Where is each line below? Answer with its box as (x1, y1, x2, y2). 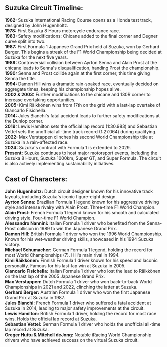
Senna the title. (5, 75, 36, 81)
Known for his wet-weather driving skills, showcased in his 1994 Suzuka (5, 236, 154, 242)
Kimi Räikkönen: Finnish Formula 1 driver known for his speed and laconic (5, 257, 158, 263)
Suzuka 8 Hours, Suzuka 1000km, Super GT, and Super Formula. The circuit (5, 155, 161, 161)
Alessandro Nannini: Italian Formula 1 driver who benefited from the (5, 220, 146, 226)
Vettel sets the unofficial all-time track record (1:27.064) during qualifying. (5, 128, 157, 134)
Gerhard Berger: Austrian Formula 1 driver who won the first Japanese (5, 289, 151, 295)
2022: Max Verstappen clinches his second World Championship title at (5, 134, 153, 140)
